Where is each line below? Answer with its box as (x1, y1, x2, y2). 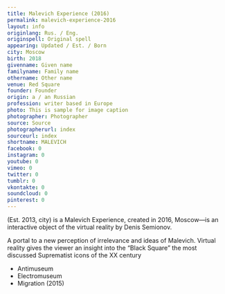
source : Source (7, 119, 51, 127)
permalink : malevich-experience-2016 (7, 17, 116, 24)
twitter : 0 (7, 171, 39, 178)
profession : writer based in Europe (7, 100, 113, 107)
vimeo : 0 (7, 164, 33, 172)
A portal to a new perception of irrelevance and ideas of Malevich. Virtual (7, 237, 216, 244)
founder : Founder (7, 87, 57, 94)
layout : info (7, 23, 45, 30)
